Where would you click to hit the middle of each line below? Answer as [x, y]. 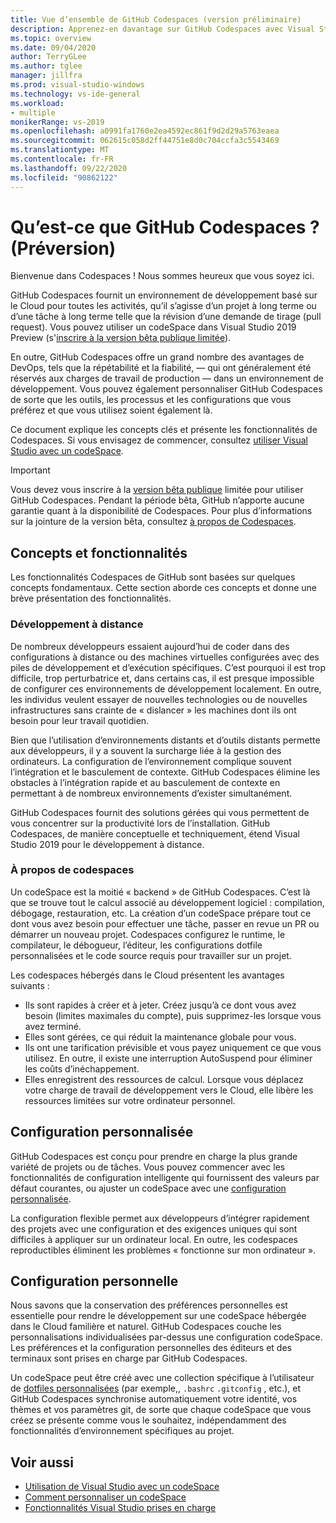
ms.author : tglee [46, 66]
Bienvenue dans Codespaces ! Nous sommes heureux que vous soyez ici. [162, 276]
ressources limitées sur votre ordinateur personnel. [130, 1100]
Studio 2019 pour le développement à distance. [107, 844]
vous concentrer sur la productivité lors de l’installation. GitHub [140, 823]
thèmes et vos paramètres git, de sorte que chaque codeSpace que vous [161, 1410]
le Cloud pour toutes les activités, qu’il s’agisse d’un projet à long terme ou [163, 306]
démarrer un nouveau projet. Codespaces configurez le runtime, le [148, 934]
